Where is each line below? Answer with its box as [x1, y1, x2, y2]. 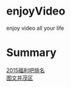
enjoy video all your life [6, 24, 64, 32]
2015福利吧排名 [6, 66, 46, 74]
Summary [6, 46, 56, 60]
